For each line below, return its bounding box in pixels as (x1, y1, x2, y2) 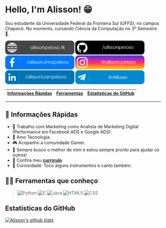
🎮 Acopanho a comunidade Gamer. (12, 140, 85, 146)
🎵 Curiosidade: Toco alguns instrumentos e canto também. (12, 162, 132, 168)
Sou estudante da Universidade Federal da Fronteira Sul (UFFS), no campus (5, 20, 160, 26)
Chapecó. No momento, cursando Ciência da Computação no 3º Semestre (5, 25, 157, 31)
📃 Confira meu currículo (12, 157, 62, 163)
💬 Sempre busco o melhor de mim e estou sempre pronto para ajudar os (12, 147, 160, 152)
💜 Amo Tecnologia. (12, 134, 51, 140)
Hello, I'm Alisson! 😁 (5, 4, 92, 15)
